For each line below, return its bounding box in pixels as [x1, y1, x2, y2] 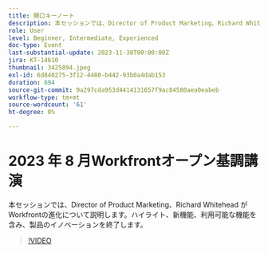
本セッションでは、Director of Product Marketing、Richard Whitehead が [8, 200, 248, 209]
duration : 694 [8, 78, 56, 86]
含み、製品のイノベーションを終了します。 [8, 219, 148, 229]
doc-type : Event [8, 42, 62, 49]
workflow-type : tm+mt [8, 93, 81, 101]
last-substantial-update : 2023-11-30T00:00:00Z [8, 49, 170, 57]
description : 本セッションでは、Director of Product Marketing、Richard [8, 19, 243, 27]
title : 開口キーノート [8, 11, 75, 20]
